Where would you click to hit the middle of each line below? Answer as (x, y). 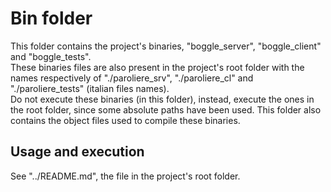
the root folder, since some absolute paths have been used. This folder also (166, 109)
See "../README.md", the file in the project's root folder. (125, 176)
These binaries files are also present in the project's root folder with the (157, 67)
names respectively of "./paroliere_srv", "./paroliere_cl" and (132, 78)
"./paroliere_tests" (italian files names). (90, 88)
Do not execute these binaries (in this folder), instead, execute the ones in (162, 99)
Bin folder (51, 18)
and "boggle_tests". (51, 56)
